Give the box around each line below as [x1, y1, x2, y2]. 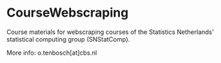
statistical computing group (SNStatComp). [6, 35, 130, 43]
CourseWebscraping [6, 5, 129, 21]
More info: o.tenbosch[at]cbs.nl [6, 48, 98, 57]
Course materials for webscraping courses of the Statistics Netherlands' [6, 28, 214, 36]
